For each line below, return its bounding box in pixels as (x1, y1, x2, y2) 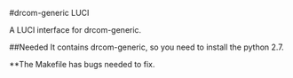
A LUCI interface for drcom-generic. (9, 25, 142, 35)
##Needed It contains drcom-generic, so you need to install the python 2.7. (9, 42, 284, 52)
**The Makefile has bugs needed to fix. (9, 59, 155, 69)
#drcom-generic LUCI (9, 8, 90, 18)
